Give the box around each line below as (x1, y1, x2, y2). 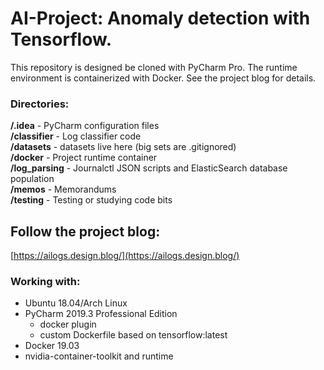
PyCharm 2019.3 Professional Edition (24, 308, 178, 320)
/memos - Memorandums (10, 183, 117, 196)
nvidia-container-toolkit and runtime (24, 350, 174, 362)
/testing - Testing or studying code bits (10, 194, 173, 206)
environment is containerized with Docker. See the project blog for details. (10, 72, 317, 84)
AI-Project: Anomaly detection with (10, 7, 311, 30)
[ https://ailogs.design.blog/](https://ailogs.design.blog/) (10, 250, 240, 262)
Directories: (10, 97, 70, 111)
